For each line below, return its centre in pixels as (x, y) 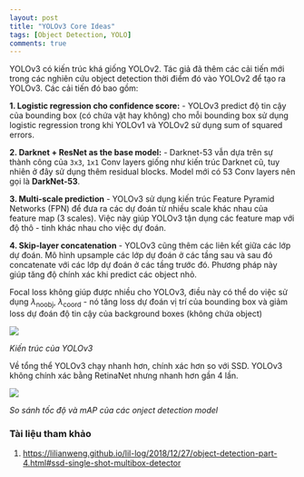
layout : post (34, 18)
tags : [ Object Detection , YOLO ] (70, 35)
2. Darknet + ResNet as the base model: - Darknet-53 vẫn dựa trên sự (142, 153)
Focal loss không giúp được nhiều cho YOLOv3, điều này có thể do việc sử (149, 293)
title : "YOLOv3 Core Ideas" (63, 26)
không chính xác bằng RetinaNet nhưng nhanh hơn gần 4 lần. (124, 376)
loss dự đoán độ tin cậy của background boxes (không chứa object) (136, 313)
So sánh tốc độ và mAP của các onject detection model (114, 411)
